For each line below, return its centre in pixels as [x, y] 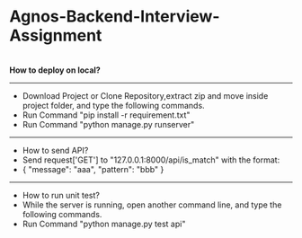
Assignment [56, 35]
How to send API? [55, 150]
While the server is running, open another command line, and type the [152, 205]
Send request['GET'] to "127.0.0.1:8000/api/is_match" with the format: [151, 160]
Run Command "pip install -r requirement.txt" [106, 115]
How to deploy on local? [55, 70]
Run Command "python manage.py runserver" [108, 124]
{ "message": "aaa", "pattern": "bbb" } [93, 169]
